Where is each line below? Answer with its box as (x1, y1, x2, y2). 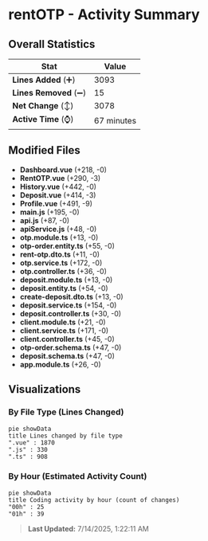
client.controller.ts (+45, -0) (19, 334, 116, 343)
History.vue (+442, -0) (19, 182, 97, 191)
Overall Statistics (8, 37, 96, 51)
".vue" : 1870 (8, 438, 56, 447)
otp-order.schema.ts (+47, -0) (19, 343, 122, 352)
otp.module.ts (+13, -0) (19, 233, 99, 242)
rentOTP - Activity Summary (8, 6, 201, 24)
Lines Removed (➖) (12, 88, 86, 98)
